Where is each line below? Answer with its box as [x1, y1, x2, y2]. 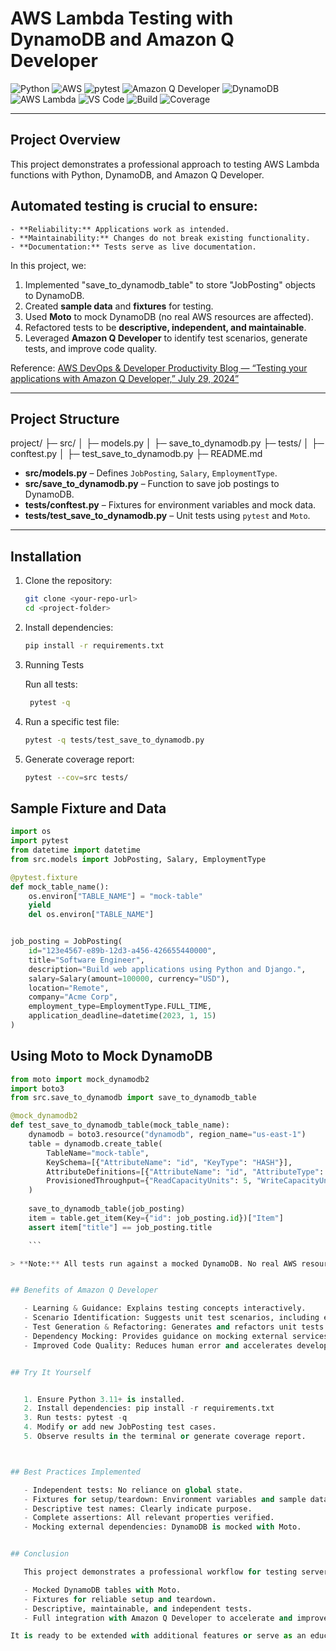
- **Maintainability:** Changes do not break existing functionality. [10, 233, 311, 243]
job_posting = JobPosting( [10, 937, 123, 947]
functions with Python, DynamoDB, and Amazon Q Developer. [10, 168, 265, 181]
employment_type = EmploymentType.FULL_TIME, [28, 1002, 213, 1012]
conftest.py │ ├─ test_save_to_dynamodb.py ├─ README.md [10, 448, 263, 460]
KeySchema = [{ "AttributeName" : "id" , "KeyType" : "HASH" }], [46, 1157, 293, 1167]
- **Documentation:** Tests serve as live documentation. [10, 242, 257, 252]
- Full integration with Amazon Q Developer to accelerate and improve [23, 1613, 329, 1623]
